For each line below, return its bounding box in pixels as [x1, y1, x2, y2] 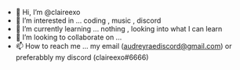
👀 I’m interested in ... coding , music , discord [15, 16, 162, 25]
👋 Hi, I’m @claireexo [15, 8, 81, 17]
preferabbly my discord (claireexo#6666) [15, 53, 149, 62]
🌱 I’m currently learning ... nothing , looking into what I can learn [15, 24, 223, 33]
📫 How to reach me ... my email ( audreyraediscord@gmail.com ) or [15, 42, 232, 50]
